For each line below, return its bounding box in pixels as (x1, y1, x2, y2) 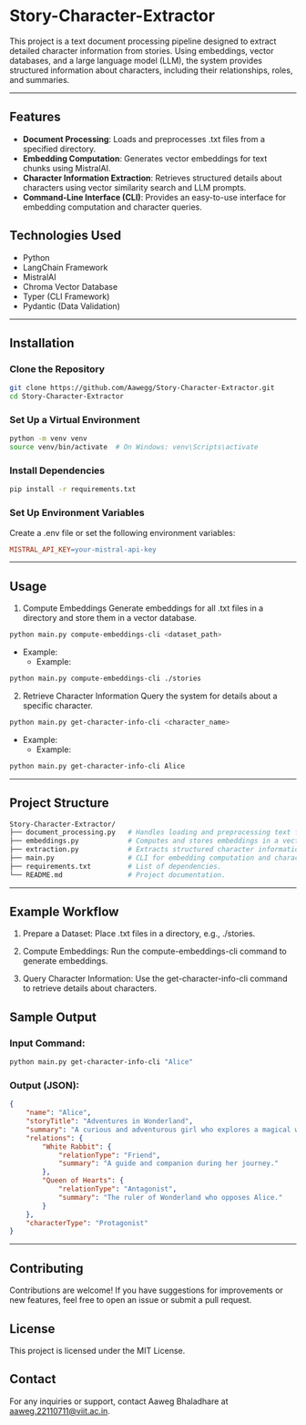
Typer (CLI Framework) (22, 291, 110, 302)
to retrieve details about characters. (22, 983, 158, 994)
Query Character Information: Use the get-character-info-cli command (22, 973, 288, 985)
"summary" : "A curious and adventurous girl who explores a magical (25, 1125, 291, 1134)
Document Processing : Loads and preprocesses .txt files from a (22, 133, 266, 144)
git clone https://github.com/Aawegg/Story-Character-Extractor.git (9, 384, 275, 393)
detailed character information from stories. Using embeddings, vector (9, 45, 274, 56)
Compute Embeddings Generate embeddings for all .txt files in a (22, 603, 264, 614)
